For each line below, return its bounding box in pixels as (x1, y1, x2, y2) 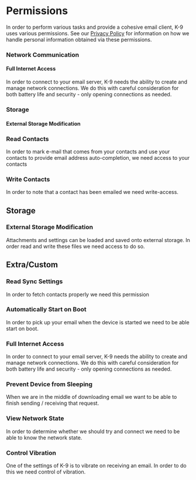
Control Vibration (6, 448, 57, 456)
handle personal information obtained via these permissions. (6, 36, 152, 43)
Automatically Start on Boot (6, 306, 87, 314)
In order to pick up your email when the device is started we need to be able (6, 318, 190, 325)
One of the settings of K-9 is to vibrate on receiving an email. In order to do (6, 462, 187, 469)
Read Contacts (6, 135, 49, 143)
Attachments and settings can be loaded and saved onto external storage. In (6, 236, 190, 243)
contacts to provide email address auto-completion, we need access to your (6, 154, 190, 161)
